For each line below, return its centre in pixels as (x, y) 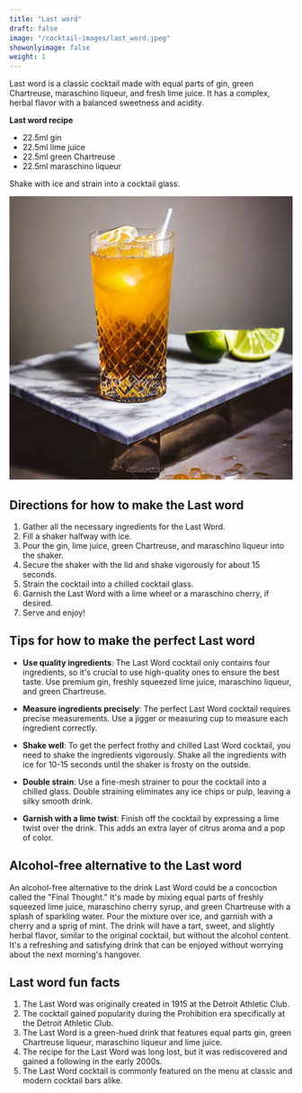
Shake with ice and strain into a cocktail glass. (95, 184)
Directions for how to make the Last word (127, 505)
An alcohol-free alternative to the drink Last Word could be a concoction (143, 887)
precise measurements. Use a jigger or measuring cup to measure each (155, 718)
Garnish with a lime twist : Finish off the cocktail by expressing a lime (151, 818)
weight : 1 (28, 57)
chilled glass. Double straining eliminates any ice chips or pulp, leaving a (156, 791)
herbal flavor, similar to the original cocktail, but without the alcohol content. (150, 935)
